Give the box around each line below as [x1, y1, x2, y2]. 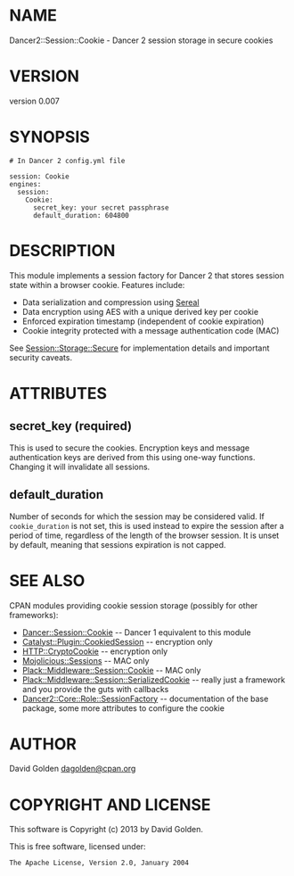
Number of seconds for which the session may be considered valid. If [9, 510, 265, 522]
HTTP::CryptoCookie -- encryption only [21, 646, 168, 657]
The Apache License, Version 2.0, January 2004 [9, 858, 190, 868]
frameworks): [9, 609, 59, 620]
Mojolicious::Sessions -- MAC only [21, 655, 150, 665]
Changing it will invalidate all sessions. [9, 461, 151, 472]
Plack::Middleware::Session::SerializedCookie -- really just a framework [21, 674, 286, 685]
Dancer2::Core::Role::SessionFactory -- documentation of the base [21, 693, 269, 704]
